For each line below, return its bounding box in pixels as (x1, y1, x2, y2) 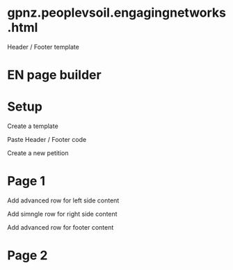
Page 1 (7, 173, 46, 189)
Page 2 (7, 248, 48, 264)
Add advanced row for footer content (7, 223, 114, 231)
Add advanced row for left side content (7, 196, 120, 205)
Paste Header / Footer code (7, 136, 87, 144)
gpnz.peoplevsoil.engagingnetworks (7, 5, 226, 21)
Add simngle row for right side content (7, 210, 118, 218)
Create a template (7, 122, 59, 130)
